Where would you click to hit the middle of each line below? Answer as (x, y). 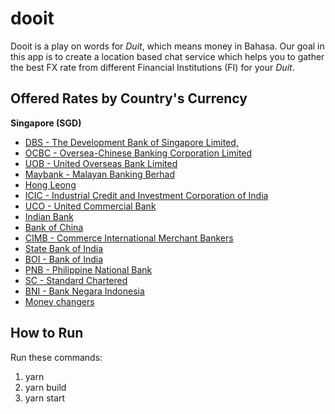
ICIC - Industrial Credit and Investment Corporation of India (146, 195)
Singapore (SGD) (46, 123)
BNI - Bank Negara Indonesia (84, 291)
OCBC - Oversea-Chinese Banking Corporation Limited (138, 153)
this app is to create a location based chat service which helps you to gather (167, 56)
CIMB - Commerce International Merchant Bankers (129, 238)
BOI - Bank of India (64, 259)
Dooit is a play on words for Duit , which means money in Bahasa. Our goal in (167, 46)
